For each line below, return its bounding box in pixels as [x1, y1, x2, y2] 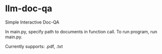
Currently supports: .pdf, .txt [5, 43, 63, 49]
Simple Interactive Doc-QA [5, 19, 59, 25]
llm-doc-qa [5, 3, 53, 14]
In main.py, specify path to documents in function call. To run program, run [5, 28, 158, 34]
